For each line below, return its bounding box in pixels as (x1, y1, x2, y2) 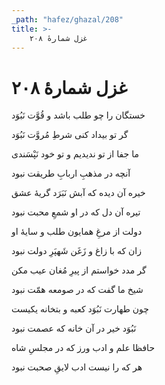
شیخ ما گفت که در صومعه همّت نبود (11, 284, 144, 296)
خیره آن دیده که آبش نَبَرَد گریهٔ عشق (11, 187, 146, 199)
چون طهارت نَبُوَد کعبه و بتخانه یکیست (11, 303, 150, 315)
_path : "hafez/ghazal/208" (11, 14, 124, 25)
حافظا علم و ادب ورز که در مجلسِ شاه (11, 342, 156, 354)
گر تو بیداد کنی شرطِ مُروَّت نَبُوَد (11, 129, 129, 141)
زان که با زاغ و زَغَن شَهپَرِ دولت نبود (11, 245, 142, 257)
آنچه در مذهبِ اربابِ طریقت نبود (11, 167, 131, 180)
